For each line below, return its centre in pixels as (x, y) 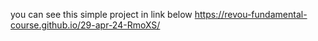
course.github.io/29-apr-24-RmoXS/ (85, 25)
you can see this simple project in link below (101, 14)
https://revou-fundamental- (251, 14)
